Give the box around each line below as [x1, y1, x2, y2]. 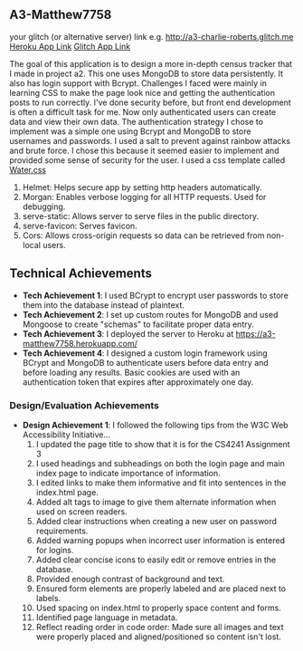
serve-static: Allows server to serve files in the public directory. [22, 210, 260, 221]
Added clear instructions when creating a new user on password [35, 515, 278, 526]
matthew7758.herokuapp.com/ [22, 338, 137, 349]
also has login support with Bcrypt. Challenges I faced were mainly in [9, 77, 267, 89]
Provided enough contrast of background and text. [35, 573, 225, 584]
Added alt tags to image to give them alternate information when [35, 496, 277, 507]
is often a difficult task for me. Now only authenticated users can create [9, 106, 277, 117]
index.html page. [35, 486, 99, 497]
